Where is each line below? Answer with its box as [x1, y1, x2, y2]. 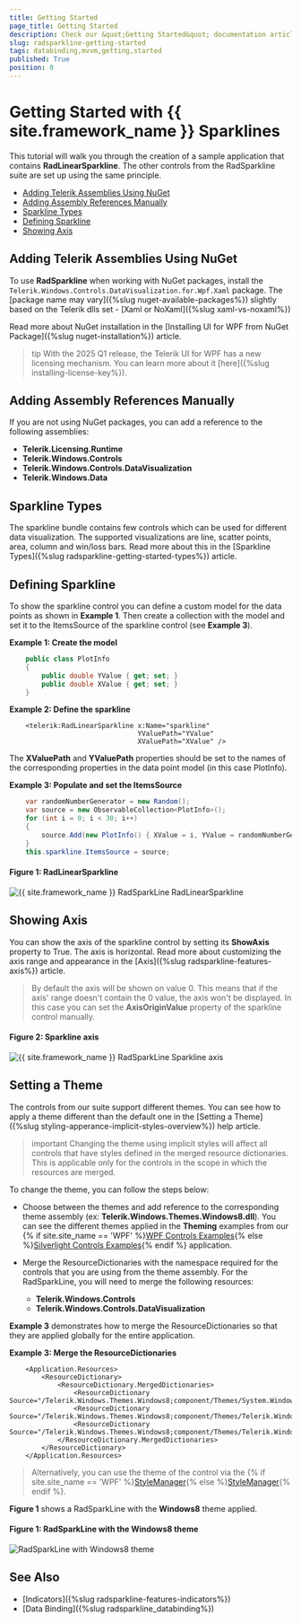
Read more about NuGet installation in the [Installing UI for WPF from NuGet [9, 320, 289, 332]
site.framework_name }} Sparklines [9, 121, 280, 142]
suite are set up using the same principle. [9, 170, 162, 180]
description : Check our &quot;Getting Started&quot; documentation [9, 30, 267, 39]
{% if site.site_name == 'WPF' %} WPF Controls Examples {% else [21, 1230, 263, 1241]
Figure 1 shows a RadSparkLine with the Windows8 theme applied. [9, 1503, 258, 1513]
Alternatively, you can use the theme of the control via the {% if [30, 1467, 266, 1478]
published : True [9, 55, 70, 64]
